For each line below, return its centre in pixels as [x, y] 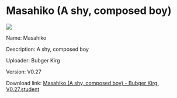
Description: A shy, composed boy [48, 49]
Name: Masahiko [26, 38]
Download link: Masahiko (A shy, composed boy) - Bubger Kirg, [82, 83]
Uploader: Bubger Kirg [33, 60]
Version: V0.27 [24, 72]
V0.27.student [23, 89]
